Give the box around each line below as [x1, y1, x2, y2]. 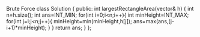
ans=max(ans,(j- [133, 18, 175, 24]
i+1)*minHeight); [6, 24, 47, 31]
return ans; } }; [55, 24, 92, 31]
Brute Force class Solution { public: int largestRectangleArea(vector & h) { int [6, 5, 194, 12]
